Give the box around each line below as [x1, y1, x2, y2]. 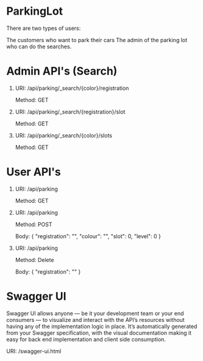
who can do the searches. [6, 43, 72, 50]
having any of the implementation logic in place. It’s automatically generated [6, 323, 198, 330]
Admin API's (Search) [6, 64, 118, 78]
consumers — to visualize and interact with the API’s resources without [6, 316, 185, 323]
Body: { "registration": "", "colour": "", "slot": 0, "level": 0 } [15, 232, 162, 239]
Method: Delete [15, 256, 54, 263]
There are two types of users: [6, 24, 81, 32]
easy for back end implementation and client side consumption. [6, 335, 166, 343]
